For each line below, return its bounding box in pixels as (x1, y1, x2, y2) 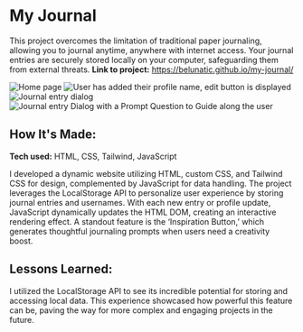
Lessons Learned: (9, 262, 113, 277)
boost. (9, 235, 33, 246)
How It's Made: (9, 127, 97, 143)
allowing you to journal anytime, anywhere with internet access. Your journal (9, 44, 294, 55)
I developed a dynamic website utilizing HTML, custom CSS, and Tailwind (9, 168, 283, 179)
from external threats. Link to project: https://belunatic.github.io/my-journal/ (9, 64, 294, 75)
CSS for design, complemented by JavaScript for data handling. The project (9, 178, 292, 189)
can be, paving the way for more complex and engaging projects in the (9, 304, 273, 316)
